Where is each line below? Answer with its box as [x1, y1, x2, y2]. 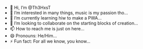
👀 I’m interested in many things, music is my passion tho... [9, 10, 128, 16]
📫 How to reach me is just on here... [9, 26, 85, 31]
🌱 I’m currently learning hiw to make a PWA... [9, 15, 102, 21]
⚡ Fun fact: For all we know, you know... [9, 38, 91, 44]
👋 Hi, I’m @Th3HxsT [9, 5, 51, 10]
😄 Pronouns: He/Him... [9, 33, 57, 39]
